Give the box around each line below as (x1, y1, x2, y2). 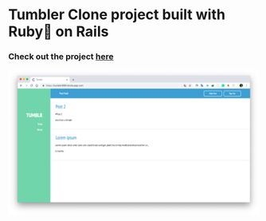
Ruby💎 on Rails (8, 22, 109, 41)
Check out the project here (8, 51, 114, 62)
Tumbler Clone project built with (8, 6, 225, 24)
